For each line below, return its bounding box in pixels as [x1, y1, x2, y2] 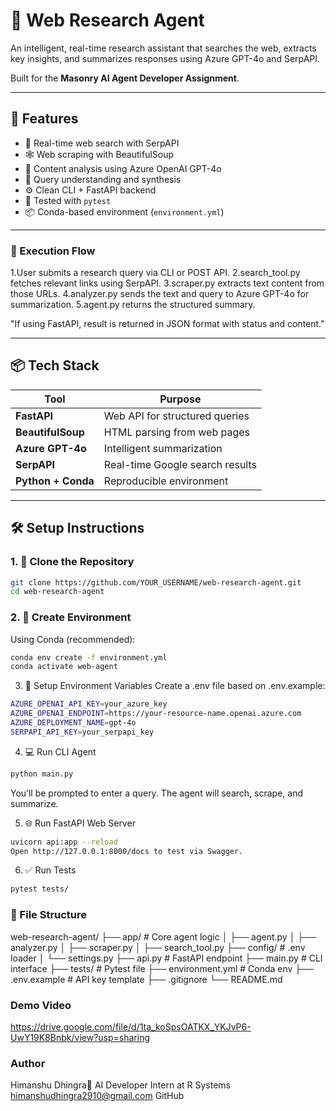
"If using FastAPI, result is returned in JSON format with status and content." [10, 318, 325, 330]
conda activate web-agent [10, 662, 118, 672]
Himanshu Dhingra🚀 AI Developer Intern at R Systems [10, 1079, 231, 1091]
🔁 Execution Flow [10, 244, 96, 258]
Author [10, 1056, 46, 1070]
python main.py [10, 769, 74, 779]
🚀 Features [10, 110, 79, 128]
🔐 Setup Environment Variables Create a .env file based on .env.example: [24, 680, 326, 692]
